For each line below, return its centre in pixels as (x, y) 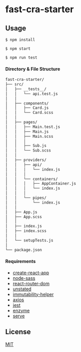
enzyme (21, 310)
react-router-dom (31, 283)
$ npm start (18, 49)
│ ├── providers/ (26, 160)
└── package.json (24, 250)
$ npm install (20, 40)
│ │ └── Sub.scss (28, 151)
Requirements (21, 261)
